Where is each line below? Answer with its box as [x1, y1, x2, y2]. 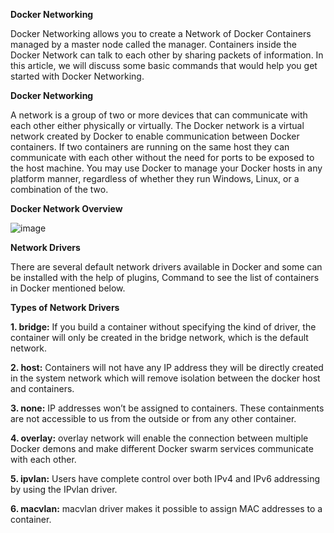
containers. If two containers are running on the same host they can [10, 141, 290, 153]
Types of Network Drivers [10, 302, 120, 313]
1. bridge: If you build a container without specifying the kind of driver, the [10, 321, 317, 333]
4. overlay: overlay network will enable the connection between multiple [10, 432, 309, 444]
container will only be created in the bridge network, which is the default [10, 332, 309, 343]
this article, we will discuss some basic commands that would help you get [10, 60, 318, 71]
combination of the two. [10, 184, 109, 195]
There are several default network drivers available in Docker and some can [10, 261, 323, 273]
